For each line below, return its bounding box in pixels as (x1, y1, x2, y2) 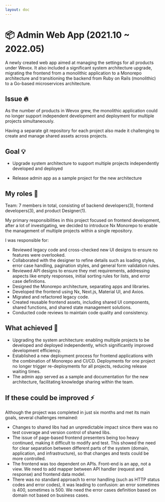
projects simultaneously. (5, 118, 55, 124)
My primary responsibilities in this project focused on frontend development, (5, 217, 161, 223)
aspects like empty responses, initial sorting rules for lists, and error (12, 273, 150, 279)
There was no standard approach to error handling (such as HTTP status (12, 476, 160, 482)
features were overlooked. (12, 252, 66, 258)
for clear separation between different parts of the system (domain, (12, 445, 149, 451)
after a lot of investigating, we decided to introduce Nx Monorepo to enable (5, 223, 158, 228)
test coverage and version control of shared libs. (12, 429, 111, 435)
